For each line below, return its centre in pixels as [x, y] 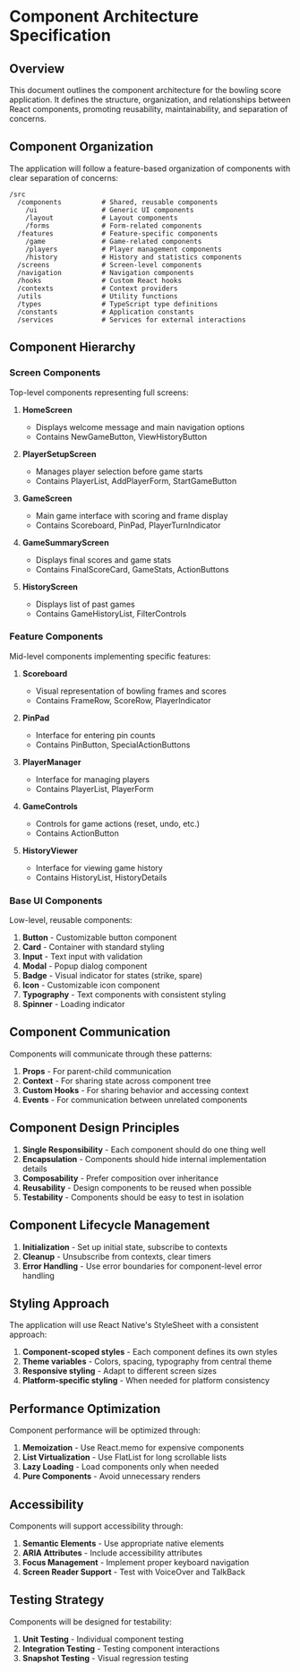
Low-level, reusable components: [71, 920]
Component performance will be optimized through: [105, 1430]
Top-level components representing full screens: [99, 392]
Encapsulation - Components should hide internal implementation [144, 1159]
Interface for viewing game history [99, 867]
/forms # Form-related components [114, 226]
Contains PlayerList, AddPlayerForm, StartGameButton [136, 480]
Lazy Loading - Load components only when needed [120, 1467]
